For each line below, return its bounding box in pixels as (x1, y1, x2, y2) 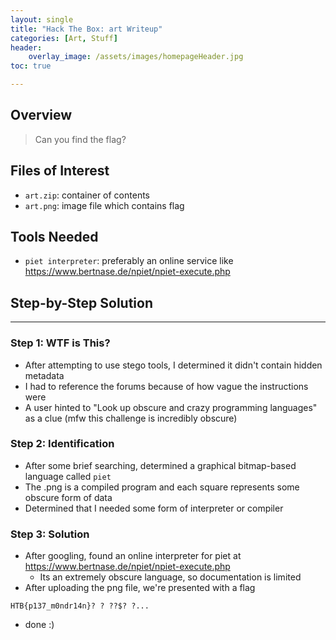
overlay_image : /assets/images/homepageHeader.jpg (28, 52, 244, 62)
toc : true (10, 61, 52, 71)
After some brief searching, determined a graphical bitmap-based (24, 459, 297, 471)
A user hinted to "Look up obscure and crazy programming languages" (24, 401, 318, 413)
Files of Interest (10, 162, 110, 180)
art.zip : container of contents (24, 189, 150, 201)
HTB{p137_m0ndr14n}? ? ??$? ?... (10, 601, 150, 611)
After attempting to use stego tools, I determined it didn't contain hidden (24, 359, 323, 371)
